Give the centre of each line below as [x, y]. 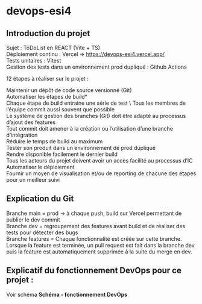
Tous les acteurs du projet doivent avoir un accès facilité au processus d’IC [99, 160]
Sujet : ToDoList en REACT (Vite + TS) [53, 48]
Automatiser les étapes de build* [47, 97]
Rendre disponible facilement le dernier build [62, 154]
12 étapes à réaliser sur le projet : [47, 79]
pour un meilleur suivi [33, 180]
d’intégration [22, 135]
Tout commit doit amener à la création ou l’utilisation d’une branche [90, 129]
